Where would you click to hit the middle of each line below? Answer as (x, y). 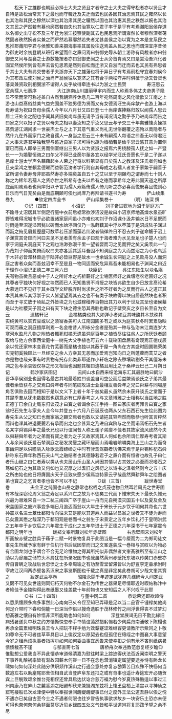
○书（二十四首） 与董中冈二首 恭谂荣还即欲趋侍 (94, 596)
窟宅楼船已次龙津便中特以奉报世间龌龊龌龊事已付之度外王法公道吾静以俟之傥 (86, 692)
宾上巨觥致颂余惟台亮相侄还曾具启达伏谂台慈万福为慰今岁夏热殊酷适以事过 (84, 679)
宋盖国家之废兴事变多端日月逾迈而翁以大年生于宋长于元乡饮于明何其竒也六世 (86, 506)
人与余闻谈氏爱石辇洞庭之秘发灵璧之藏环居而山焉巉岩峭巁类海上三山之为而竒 (86, 442)
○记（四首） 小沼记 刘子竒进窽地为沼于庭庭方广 (94, 206)
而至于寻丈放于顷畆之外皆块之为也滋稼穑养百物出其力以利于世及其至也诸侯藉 (86, 302)
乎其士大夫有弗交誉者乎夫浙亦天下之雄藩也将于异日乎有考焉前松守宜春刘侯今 (86, 71)
